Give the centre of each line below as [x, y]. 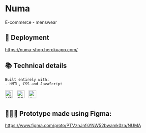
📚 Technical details [36, 66]
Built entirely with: [27, 79]
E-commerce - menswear [31, 22]
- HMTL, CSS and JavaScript [34, 84]
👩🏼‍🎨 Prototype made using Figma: [58, 114]
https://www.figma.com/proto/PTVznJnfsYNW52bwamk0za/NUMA [73, 126]
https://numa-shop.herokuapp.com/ [41, 49]
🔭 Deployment [27, 38]
